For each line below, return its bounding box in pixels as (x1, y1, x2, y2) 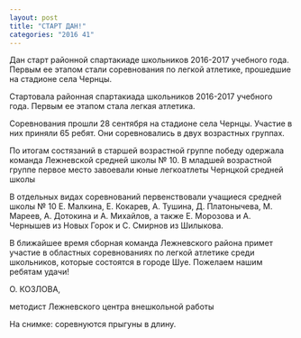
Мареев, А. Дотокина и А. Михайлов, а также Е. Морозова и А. (9, 211, 251, 222)
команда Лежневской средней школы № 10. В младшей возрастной (9, 155, 272, 166)
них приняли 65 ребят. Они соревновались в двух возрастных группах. (9, 128, 286, 139)
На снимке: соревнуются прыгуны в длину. (9, 319, 177, 330)
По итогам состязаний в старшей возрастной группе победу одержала (9, 145, 285, 156)
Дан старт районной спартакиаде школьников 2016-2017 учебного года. (9, 55, 290, 66)
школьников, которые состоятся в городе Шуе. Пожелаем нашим (9, 257, 263, 268)
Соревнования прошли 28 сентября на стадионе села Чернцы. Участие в (9, 118, 293, 129)
